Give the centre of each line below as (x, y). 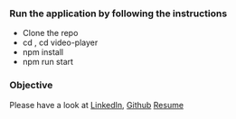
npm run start (48, 62)
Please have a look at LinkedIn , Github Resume (96, 105)
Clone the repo (50, 33)
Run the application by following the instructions (118, 14)
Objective (31, 86)
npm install (43, 52)
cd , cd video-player (60, 42)
